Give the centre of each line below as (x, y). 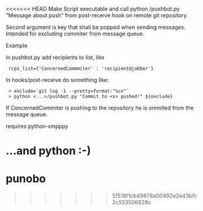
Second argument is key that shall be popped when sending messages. (96, 27)
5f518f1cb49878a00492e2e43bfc (155, 196)
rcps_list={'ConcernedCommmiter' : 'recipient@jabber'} (81, 68)
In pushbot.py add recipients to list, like (55, 57)
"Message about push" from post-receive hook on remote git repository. (97, 15)
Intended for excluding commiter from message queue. (75, 34)
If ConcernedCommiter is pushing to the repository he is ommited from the (100, 108)
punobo (26, 179)
